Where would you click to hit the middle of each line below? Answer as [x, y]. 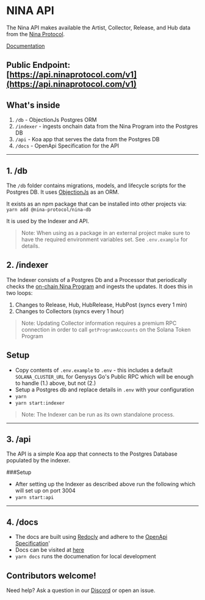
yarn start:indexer [40, 403]
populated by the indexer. [38, 461]
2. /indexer [27, 265]
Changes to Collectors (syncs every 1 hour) [70, 311]
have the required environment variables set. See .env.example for [104, 239]
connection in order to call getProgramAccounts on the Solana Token [106, 329]
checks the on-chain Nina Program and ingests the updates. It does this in [100, 286]
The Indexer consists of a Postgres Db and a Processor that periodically [97, 280]
